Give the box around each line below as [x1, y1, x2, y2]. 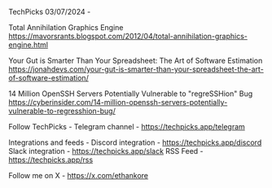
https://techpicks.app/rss [8, 155, 94, 164]
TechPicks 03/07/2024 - [8, 7, 91, 16]
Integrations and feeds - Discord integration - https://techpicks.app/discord [8, 138, 262, 147]
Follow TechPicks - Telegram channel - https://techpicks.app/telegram [8, 122, 246, 131]
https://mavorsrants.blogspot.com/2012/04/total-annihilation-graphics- [8, 32, 248, 41]
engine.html [8, 40, 49, 50]
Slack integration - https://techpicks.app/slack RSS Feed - [8, 146, 204, 155]
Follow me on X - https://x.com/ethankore [8, 171, 149, 180]
